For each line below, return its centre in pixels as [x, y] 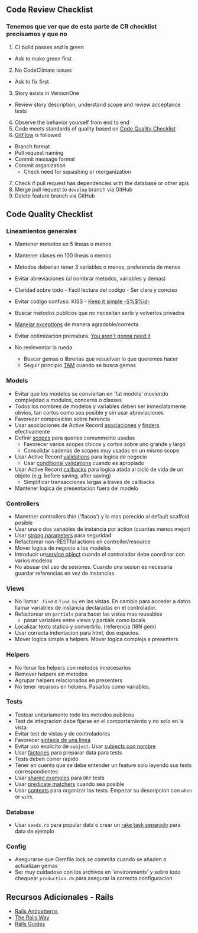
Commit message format [45, 159]
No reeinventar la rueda [43, 348]
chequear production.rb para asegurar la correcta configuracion [93, 878]
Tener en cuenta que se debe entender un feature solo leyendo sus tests [103, 765]
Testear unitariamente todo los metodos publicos [74, 715]
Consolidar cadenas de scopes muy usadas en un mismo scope [101, 450]
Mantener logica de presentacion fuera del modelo [77, 488]
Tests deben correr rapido [46, 759]
